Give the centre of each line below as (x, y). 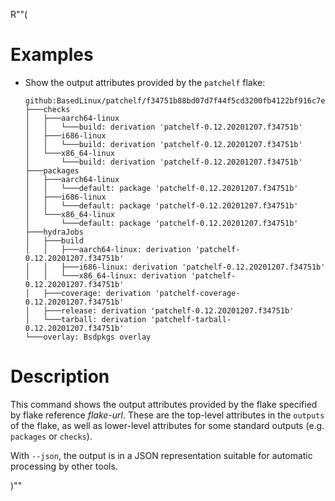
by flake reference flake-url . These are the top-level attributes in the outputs (167, 415)
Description (60, 376)
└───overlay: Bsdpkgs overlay (88, 337)
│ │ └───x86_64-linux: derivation (105, 275)
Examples (52, 55)
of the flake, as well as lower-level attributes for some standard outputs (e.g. (167, 425)
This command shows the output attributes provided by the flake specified (164, 404)
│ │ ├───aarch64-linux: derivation (108, 249)
